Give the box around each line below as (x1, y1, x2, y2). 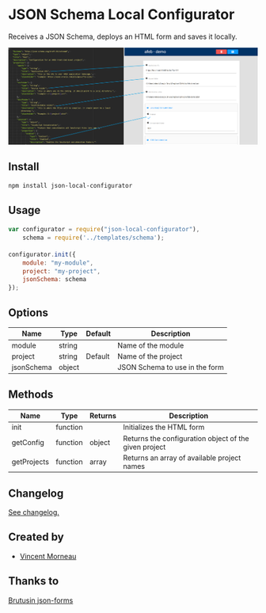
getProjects (11, 457, 50, 466)
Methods (8, 388, 54, 402)
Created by (8, 531, 65, 544)
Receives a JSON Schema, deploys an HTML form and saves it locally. (8, 32, 237, 41)
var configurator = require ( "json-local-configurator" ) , (8, 226, 200, 234)
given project (123, 442, 166, 451)
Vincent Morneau (19, 551, 77, 561)
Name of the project (117, 351, 183, 361)
